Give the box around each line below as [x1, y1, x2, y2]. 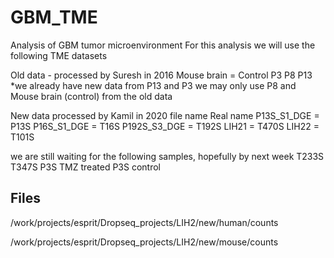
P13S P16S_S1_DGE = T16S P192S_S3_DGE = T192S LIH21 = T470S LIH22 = [10, 120, 320, 132]
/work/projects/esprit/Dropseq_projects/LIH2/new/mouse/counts [10, 236, 279, 248]
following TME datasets [10, 49, 108, 61]
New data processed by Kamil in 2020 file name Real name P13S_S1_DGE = [10, 109, 320, 121]
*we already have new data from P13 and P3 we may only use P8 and [10, 79, 297, 91]
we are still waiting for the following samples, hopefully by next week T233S [10, 150, 325, 162]
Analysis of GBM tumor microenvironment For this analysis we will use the [10, 39, 316, 51]
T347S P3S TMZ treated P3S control [10, 161, 161, 173]
